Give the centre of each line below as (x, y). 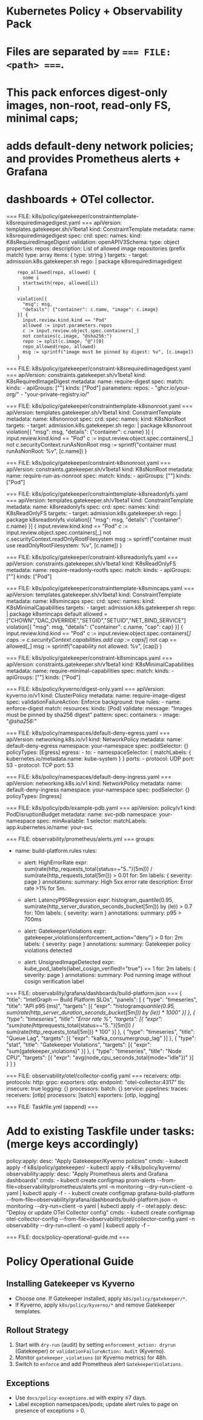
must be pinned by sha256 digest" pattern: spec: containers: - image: (93, 715)
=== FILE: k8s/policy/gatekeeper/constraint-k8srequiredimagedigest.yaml (99, 368)
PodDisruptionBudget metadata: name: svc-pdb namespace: (82, 814)
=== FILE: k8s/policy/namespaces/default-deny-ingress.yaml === (89, 776)
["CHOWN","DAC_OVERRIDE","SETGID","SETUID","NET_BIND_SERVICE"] (96, 620)
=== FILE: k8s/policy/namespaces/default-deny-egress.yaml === (88, 733)
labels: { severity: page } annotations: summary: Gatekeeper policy (107, 944)
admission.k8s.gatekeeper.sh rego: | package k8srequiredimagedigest (94, 261)
